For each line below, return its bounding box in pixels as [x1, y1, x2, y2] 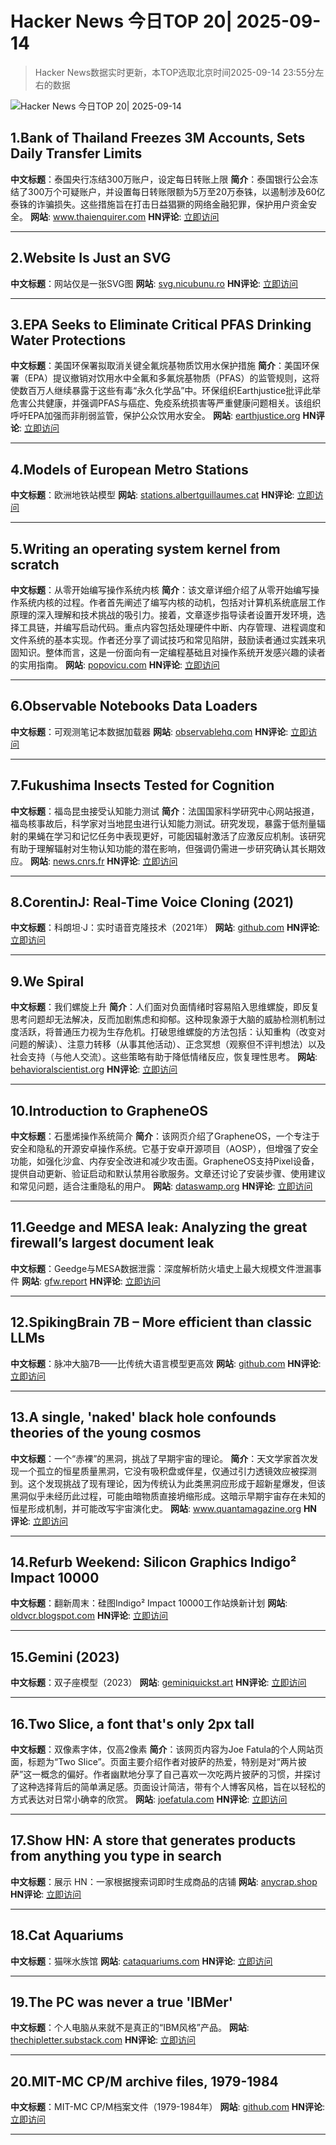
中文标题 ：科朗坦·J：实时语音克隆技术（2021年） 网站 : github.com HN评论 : [10, 922, 321, 934]
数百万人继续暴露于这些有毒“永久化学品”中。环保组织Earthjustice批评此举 [18, 385, 322, 397]
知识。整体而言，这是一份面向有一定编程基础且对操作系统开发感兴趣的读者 [18, 647, 326, 658]
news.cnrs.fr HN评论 [52, 855, 138, 867]
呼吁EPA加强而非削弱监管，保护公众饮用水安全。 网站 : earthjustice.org [10, 410, 301, 422]
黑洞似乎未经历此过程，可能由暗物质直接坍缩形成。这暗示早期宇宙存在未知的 [10, 1490, 326, 1502]
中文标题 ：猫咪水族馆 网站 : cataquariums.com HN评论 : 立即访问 [10, 1955, 273, 1967]
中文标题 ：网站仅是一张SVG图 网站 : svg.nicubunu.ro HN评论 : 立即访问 [10, 277, 299, 289]
